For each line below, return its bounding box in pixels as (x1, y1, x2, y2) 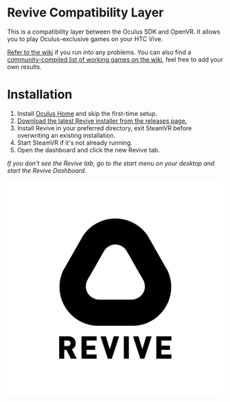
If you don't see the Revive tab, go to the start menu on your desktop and (7, 159, 215, 167)
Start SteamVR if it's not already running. (16, 139, 133, 147)
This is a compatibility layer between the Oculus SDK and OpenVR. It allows (7, 27, 221, 36)
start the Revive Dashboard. (7, 166, 87, 174)
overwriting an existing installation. (16, 131, 116, 139)
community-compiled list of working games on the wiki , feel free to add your (7, 55, 224, 63)
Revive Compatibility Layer (7, 5, 164, 21)
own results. (7, 62, 43, 71)
